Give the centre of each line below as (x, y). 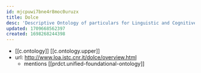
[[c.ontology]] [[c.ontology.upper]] (57, 51)
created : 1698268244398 (36, 34)
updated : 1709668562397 (36, 28)
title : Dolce (22, 17)
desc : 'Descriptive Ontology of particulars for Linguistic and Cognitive (101, 23)
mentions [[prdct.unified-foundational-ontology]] (84, 64)
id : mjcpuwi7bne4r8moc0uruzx (42, 12)
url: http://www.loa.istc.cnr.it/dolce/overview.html (76, 57)
